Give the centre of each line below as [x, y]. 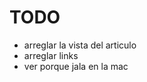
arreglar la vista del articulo [80, 45]
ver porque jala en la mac [76, 66]
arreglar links [51, 55]
